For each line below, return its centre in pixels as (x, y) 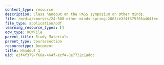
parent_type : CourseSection (34, 42)
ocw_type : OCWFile (24, 32)
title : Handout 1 (23, 50)
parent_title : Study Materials (37, 37)
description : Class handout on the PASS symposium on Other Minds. (75, 14)
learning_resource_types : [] (35, 28)
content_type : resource (29, 10)
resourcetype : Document (29, 46)
